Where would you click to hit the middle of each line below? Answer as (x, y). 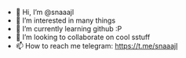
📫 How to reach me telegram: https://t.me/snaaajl (97, 46)
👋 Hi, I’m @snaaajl (45, 12)
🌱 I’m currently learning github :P (69, 29)
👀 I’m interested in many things (66, 20)
